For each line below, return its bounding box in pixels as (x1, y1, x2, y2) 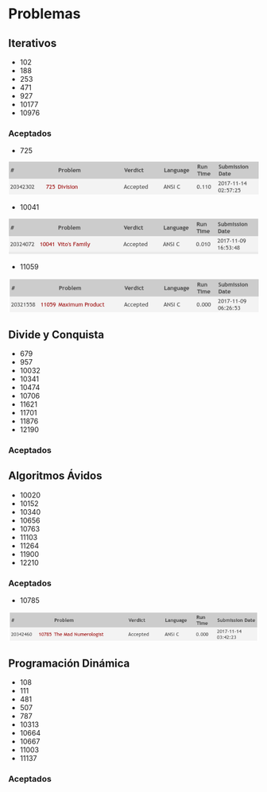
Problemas (8, 5, 81, 23)
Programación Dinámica (8, 656, 130, 670)
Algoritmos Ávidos (8, 469, 103, 483)
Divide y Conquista (8, 327, 105, 342)
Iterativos (8, 37, 57, 50)
